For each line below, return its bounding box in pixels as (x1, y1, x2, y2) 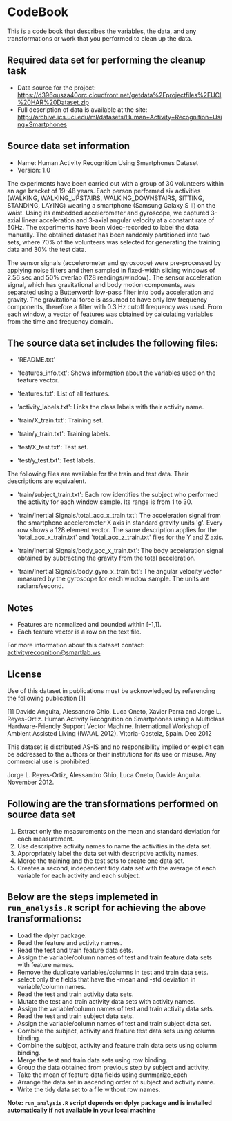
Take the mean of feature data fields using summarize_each (17, 1071, 188, 1079)
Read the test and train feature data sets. (17, 946, 133, 954)
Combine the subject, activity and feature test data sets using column (17, 1026, 215, 1035)
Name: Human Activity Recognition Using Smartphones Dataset (17, 158, 199, 166)
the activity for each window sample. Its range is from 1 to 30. (17, 498, 193, 506)
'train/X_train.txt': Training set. (17, 416, 104, 425)
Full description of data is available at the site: (17, 105, 148, 114)
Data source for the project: (17, 84, 96, 92)
